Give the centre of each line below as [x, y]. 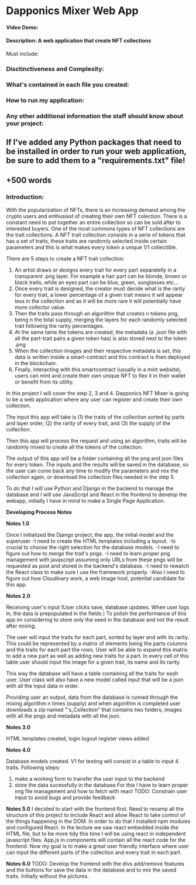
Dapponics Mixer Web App [72, 11]
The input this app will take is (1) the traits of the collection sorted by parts [95, 417]
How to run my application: [45, 100]
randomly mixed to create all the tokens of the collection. [75, 447]
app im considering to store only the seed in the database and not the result [97, 619]
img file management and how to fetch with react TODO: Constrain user [101, 791]
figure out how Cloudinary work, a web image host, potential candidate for [96, 578]
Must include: [23, 53]
